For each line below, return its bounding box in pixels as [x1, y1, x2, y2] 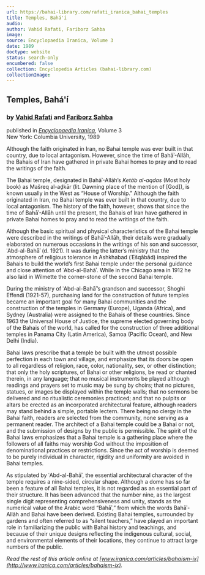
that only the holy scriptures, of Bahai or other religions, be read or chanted [6, 368, 197, 376]
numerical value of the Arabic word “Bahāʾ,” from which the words [6, 504, 173, 511]
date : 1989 [6, 44, 34, 50]
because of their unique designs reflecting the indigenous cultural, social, [6, 530, 192, 537]
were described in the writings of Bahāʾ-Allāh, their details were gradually [6, 234, 191, 241]
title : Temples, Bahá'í [6, 15, 67, 21]
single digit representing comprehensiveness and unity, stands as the [6, 497, 182, 505]
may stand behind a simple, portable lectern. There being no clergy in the [6, 407, 192, 414]
